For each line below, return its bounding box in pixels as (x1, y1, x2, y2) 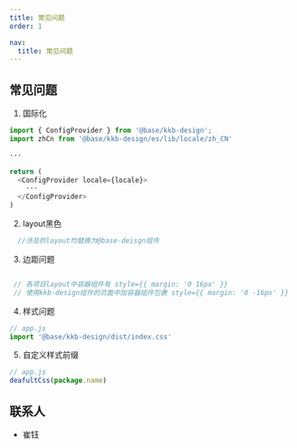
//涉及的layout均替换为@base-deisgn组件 (17, 236, 160, 245)
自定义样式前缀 (22, 349, 79, 360)
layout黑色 (22, 218, 62, 229)
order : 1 (9, 22, 43, 31)
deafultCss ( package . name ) (9, 377, 107, 386)
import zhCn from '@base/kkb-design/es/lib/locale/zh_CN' (9, 134, 233, 143)
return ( (9, 167, 43, 176)
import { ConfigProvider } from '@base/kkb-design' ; (9, 126, 213, 136)
